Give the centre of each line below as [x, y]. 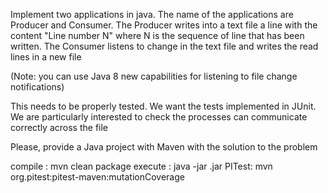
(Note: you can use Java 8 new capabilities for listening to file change [154, 76]
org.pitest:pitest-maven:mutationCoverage [97, 177]
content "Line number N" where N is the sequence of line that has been [157, 35]
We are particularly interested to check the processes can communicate [159, 117]
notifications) [37, 87]
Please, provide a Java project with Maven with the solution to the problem [164, 147]
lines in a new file [46, 57]
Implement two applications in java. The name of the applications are [152, 14]
